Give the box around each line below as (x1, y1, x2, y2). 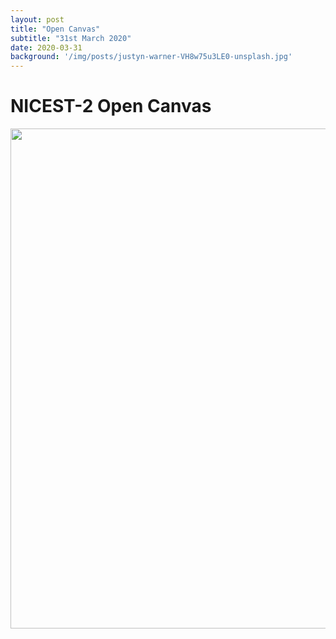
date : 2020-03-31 (10, 42, 83, 53)
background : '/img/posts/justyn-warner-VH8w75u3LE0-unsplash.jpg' (10, 52, 293, 62)
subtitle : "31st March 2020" (10, 33, 132, 43)
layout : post (10, 14, 65, 25)
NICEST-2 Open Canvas (10, 95, 212, 118)
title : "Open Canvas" (10, 24, 101, 34)
